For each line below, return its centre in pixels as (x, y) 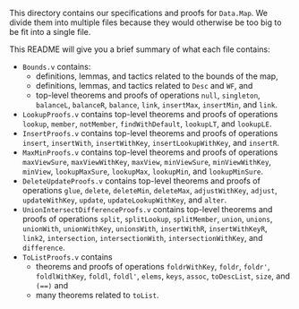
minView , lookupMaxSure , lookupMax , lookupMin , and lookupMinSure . (143, 171)
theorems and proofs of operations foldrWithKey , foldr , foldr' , (153, 266)
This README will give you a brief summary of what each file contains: (140, 49)
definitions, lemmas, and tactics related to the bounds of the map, (157, 76)
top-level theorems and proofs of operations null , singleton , (148, 95)
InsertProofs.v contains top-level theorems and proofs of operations (150, 133)
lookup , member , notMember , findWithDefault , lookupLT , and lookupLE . (147, 124)
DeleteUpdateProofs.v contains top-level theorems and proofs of (141, 181)
